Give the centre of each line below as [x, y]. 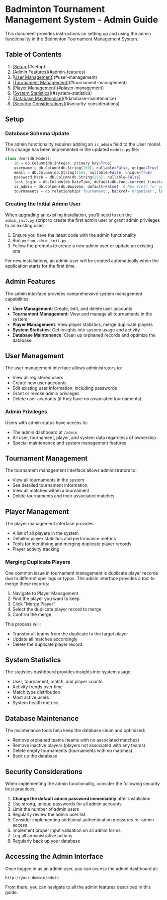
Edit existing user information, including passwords [65, 388]
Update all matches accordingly [45, 639]
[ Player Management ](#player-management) [58, 88]
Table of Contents [34, 55]
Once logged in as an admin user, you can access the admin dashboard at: [82, 869]
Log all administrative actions [42, 836]
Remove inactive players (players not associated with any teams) [79, 746]
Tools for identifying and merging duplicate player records [72, 544]
